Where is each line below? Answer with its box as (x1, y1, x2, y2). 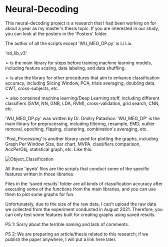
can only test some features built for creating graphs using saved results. (5, 211, 156, 217)
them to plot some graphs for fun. (5, 191, 75, 197)
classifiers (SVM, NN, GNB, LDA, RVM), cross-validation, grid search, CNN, (5, 100, 160, 106)
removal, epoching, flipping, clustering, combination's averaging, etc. (5, 126, 148, 132)
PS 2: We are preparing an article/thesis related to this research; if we (5, 231, 148, 237)
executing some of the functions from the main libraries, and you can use (5, 186, 156, 192)
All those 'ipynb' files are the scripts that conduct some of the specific (5, 165, 150, 171)
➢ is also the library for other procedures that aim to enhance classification (5, 74, 160, 80)
